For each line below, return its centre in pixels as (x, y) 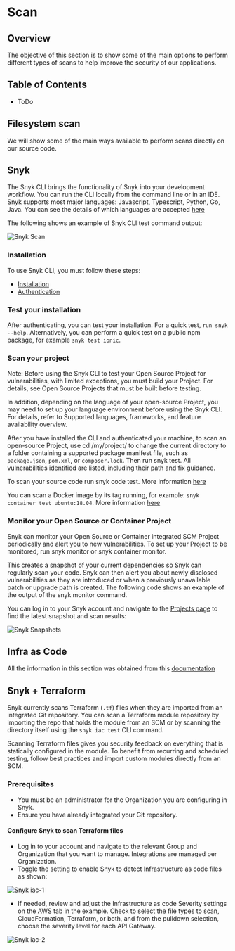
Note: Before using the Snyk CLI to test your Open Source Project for (107, 374)
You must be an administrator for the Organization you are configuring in (122, 800)
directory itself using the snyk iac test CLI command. (86, 730)
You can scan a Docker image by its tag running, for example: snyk (103, 495)
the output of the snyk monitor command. (67, 594)
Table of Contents (47, 85)
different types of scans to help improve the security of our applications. (112, 63)
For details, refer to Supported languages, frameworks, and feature (104, 417)
